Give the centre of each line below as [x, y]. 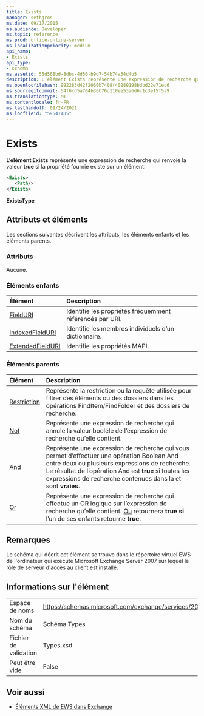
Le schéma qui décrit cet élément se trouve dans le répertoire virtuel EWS [99, 555]
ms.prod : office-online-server [46, 40]
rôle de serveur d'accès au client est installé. [62, 567]
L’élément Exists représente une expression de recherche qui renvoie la [96, 160]
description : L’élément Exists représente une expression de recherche [99, 79]
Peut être [22, 663]
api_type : [19, 62]
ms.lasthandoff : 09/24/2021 [42, 108]
